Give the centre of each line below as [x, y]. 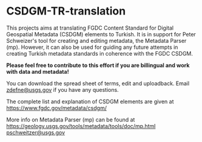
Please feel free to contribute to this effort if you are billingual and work [98, 65]
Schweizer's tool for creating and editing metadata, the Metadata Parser [96, 40]
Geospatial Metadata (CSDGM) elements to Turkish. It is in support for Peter [101, 34]
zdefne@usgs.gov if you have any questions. [63, 89]
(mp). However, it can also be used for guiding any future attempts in [92, 47]
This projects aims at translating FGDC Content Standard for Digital [90, 28]
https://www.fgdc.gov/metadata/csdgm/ [57, 108]
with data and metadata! [38, 71]
